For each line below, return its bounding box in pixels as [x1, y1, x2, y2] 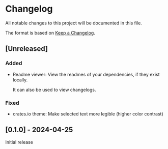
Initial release [5, 139, 33, 145]
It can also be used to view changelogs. [12, 86, 96, 93]
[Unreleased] [5, 44, 48, 53]
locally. [12, 77, 28, 83]
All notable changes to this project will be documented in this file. [5, 20, 143, 26]
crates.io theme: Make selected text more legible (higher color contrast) [12, 110, 164, 117]
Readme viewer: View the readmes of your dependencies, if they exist [12, 71, 160, 77]
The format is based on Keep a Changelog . [5, 29, 95, 36]
